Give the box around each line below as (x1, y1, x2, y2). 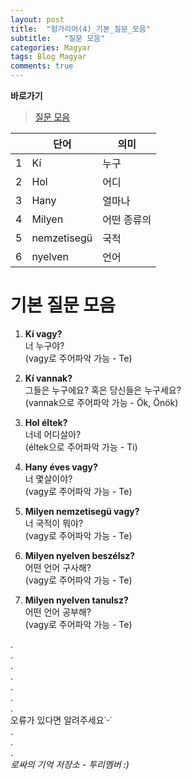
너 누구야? (24, 339, 65, 351)
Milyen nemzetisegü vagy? (24, 505, 140, 517)
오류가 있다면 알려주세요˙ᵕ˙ (10, 714, 113, 726)
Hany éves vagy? (24, 461, 98, 473)
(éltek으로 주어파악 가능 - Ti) (24, 441, 138, 453)
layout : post (10, 14, 65, 25)
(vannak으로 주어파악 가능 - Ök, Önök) (24, 396, 179, 408)
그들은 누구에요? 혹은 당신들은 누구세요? (24, 384, 182, 396)
